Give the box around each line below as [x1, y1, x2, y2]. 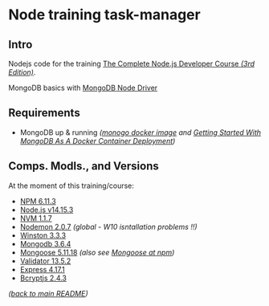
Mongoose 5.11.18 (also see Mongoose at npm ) [19, 247, 175, 257]
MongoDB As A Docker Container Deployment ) [19, 136, 176, 145]
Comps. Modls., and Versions [8, 159, 159, 173]
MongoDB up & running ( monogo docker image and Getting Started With [19, 127, 262, 137]
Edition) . [8, 67, 36, 77]
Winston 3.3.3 [19, 231, 67, 240]
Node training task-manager [8, 6, 201, 24]
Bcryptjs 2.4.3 [19, 273, 67, 283]
